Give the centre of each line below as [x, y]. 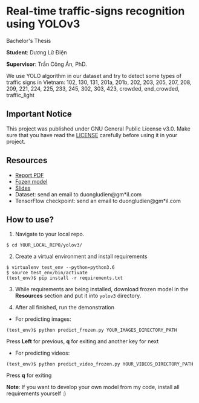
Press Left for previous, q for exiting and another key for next [83, 341]
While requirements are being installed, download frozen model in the [102, 289]
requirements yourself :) [36, 393]
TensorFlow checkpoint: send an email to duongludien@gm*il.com [98, 201]
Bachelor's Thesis [29, 40]
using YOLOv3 [43, 24]
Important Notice [39, 114]
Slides [23, 188]
